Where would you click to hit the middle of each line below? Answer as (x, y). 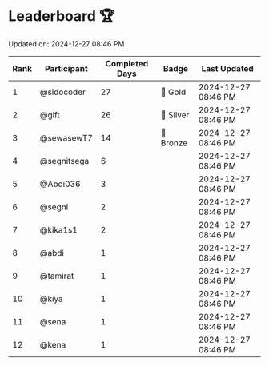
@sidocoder (63, 92)
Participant (66, 68)
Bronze (174, 143)
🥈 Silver (175, 115)
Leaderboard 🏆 (62, 16)
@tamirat (57, 276)
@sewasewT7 (66, 137)
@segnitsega (64, 161)
